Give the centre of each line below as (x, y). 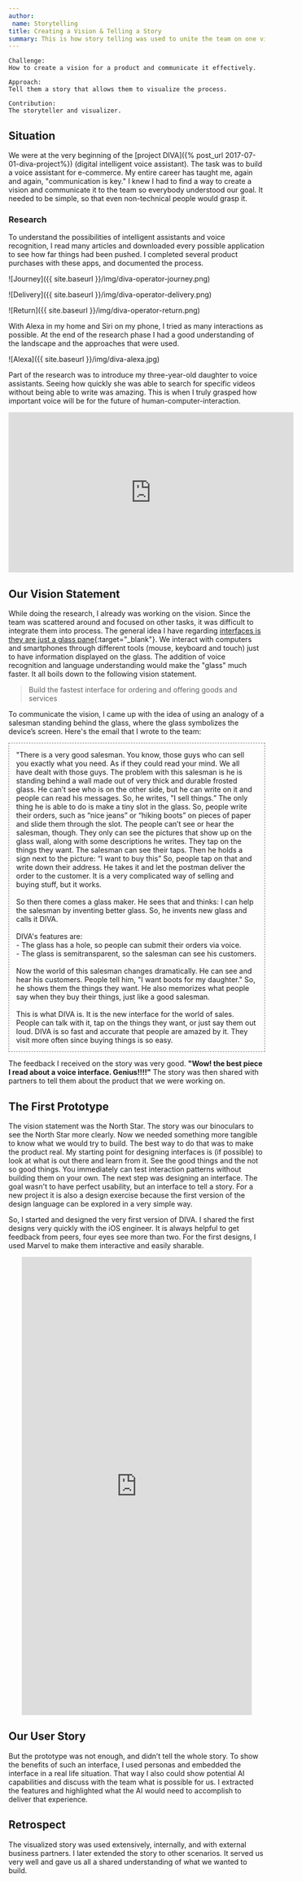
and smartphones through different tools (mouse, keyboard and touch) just (134, 648)
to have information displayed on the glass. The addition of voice (117, 657)
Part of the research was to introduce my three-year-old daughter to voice (133, 375)
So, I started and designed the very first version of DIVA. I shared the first (131, 1219)
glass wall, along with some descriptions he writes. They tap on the (129, 841)
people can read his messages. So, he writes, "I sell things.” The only (132, 798)
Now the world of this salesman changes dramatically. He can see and (134, 971)
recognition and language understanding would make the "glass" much (128, 666)
